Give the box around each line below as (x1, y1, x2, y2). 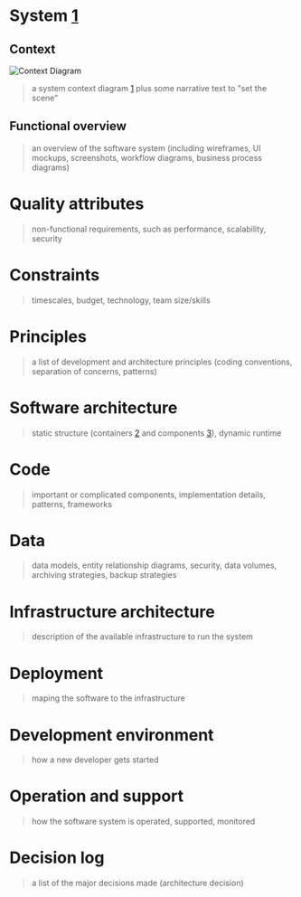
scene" (31, 92, 59, 103)
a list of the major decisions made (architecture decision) (31, 878, 244, 889)
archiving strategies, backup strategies (31, 570, 177, 581)
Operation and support (9, 786, 184, 807)
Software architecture (9, 397, 178, 418)
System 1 (9, 5, 79, 26)
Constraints (9, 264, 100, 285)
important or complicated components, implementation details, (31, 489, 267, 500)
